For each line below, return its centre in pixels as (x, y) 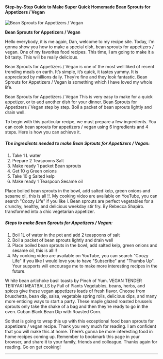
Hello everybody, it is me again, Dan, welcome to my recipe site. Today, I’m (80, 42)
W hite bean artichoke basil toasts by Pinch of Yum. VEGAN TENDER (73, 281)
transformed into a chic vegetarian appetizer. (50, 211)
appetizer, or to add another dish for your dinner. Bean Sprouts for (71, 102)
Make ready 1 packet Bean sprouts (47, 166)
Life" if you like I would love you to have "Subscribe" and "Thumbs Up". (83, 261)
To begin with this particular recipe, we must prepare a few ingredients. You (81, 122)
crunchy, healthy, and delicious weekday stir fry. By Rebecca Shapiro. (75, 207)
